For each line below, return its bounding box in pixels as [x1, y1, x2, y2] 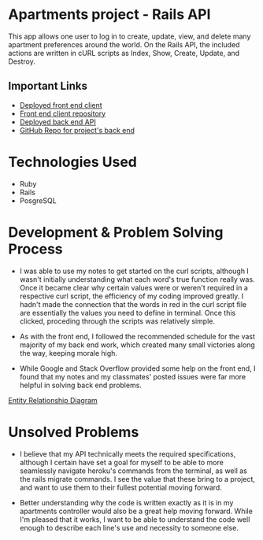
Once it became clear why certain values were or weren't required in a [19, 283, 248, 292]
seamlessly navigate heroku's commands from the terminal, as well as [19, 466, 248, 475]
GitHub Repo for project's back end [19, 125, 135, 135]
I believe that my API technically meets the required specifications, [19, 449, 236, 458]
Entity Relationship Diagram [8, 395, 98, 405]
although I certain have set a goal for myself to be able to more [19, 457, 224, 467]
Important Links [8, 80, 88, 93]
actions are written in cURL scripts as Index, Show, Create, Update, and [8, 48, 240, 57]
